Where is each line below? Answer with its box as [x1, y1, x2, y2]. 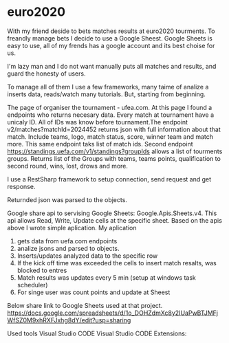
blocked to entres [17, 266, 67, 274]
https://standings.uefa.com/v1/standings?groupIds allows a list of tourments [7, 147, 223, 155]
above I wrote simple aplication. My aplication [7, 223, 137, 232]
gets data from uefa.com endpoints [17, 236, 118, 245]
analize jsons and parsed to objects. [17, 244, 120, 252]
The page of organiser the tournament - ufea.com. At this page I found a [7, 103, 212, 111]
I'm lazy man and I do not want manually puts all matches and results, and [7, 62, 217, 70]
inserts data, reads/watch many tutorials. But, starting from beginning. [7, 90, 206, 98]
